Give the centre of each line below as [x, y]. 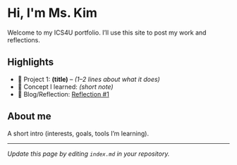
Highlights [31, 62]
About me [29, 117]
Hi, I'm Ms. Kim [52, 13]
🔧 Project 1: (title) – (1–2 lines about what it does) [89, 79]
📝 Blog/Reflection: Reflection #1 [63, 94]
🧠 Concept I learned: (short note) [66, 87]
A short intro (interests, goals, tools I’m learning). [78, 133]
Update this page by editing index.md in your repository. [89, 154]
